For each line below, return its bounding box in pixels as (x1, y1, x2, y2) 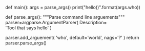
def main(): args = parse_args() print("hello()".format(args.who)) (5, 5, 141, 10)
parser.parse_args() (5, 40, 47, 46)
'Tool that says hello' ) (5, 25, 52, 31)
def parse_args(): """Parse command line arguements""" (5, 14, 125, 20)
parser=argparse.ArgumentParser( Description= (5, 20, 107, 25)
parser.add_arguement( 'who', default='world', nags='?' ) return (5, 35, 139, 40)
